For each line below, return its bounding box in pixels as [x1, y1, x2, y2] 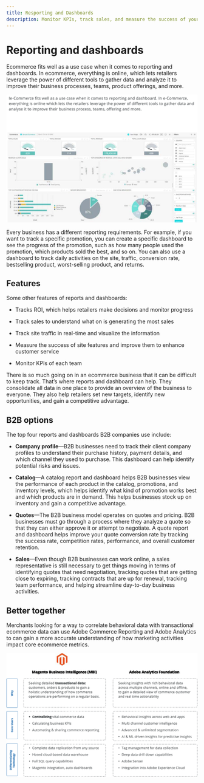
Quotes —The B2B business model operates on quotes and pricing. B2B [15, 511, 195, 519]
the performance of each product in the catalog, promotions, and [15, 480, 178, 488]
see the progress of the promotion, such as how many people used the [6, 241, 184, 248]
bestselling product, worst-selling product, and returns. [6, 261, 144, 268]
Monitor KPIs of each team [15, 360, 82, 367]
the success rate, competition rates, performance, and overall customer [15, 538, 195, 545]
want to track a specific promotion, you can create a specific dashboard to [6, 234, 193, 242]
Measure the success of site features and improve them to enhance [15, 341, 185, 349]
